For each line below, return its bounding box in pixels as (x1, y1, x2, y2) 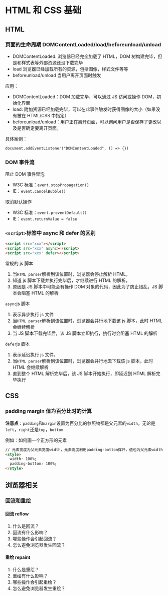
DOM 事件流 (5, 159, 35, 166)
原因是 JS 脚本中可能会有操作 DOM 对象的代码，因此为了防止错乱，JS (12, 283, 157, 289)
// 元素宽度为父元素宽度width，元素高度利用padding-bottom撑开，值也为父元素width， (5, 447, 167, 452)
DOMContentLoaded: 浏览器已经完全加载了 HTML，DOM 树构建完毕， (12, 53, 158, 59)
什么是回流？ (12, 523, 39, 529)
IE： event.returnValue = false (12, 216, 77, 222)
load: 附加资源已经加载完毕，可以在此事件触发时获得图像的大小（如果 (12, 106, 156, 112)
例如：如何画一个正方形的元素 (5, 437, 67, 443)
